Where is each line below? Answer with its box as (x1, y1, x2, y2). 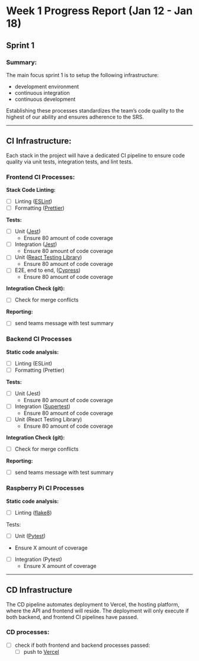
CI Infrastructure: (6, 136, 72, 146)
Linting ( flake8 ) (14, 509, 52, 516)
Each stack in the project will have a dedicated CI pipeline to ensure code (6, 152, 185, 159)
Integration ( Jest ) (14, 241, 57, 248)
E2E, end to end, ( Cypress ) (14, 267, 81, 274)
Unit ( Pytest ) (14, 532, 46, 540)
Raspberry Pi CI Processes (6, 484, 85, 492)
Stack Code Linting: (6, 186, 56, 193)
